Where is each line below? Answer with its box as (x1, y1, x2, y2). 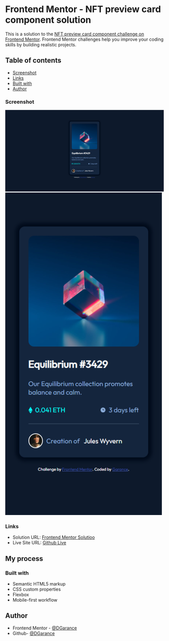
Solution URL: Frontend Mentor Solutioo (12, 534, 95, 540)
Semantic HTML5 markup (12, 581, 66, 587)
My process (5, 554, 43, 563)
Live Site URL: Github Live (12, 540, 66, 546)
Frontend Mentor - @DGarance (12, 625, 77, 631)
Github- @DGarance (12, 630, 55, 636)
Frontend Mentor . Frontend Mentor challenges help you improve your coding (5, 36, 164, 42)
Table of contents (5, 56, 61, 65)
